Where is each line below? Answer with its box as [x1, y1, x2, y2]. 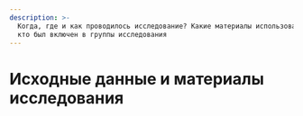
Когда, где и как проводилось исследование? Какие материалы [17, 22, 252, 31]
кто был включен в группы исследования [17, 30, 168, 39]
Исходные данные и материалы [9, 68, 264, 89]
